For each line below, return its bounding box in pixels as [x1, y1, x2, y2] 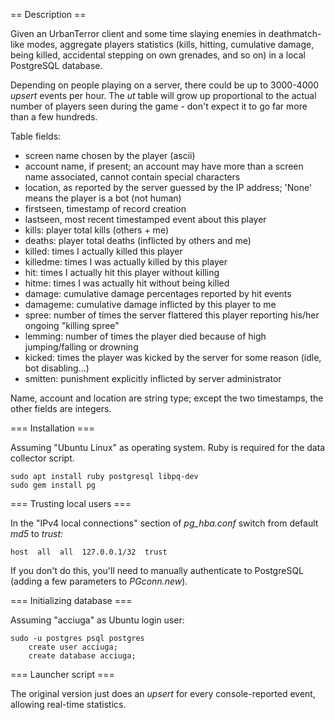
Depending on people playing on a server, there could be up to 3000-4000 [10, 79, 320, 91]
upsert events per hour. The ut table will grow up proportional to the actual [10, 90, 317, 101]
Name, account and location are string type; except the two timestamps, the [10, 392, 324, 404]
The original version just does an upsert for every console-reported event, [10, 688, 316, 699]
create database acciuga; [28, 651, 137, 661]
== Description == [10, 9, 87, 20]
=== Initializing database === [10, 595, 133, 606]
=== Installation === [10, 422, 95, 434]
